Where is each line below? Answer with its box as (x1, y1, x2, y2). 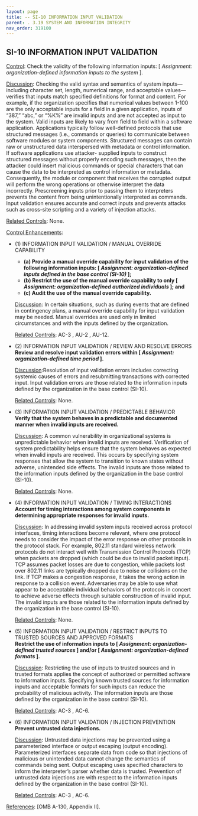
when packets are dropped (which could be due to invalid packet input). (14, 555, 190, 562)
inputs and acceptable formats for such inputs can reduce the (14, 683, 165, 690)
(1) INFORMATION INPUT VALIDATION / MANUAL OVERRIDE (14, 240, 161, 248)
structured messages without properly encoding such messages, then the (6, 156, 186, 163)
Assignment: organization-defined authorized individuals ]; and (23, 283, 185, 290)
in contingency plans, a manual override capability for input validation (14, 307, 184, 314)
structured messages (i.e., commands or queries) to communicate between (6, 131, 190, 138)
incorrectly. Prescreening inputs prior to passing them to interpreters (6, 187, 173, 194)
